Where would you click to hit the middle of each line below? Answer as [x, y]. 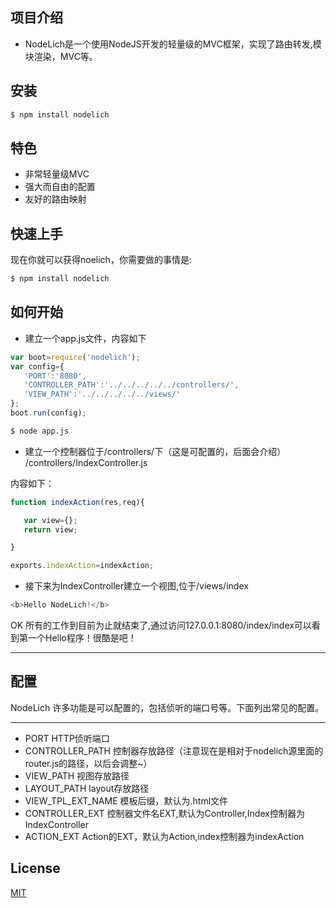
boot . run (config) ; [48, 413]
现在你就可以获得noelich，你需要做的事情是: [101, 260]
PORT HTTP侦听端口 [67, 738]
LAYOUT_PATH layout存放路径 [87, 788]
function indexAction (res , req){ [77, 502]
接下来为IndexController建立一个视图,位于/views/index [136, 586]
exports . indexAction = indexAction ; [82, 566]
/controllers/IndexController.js [86, 462]
